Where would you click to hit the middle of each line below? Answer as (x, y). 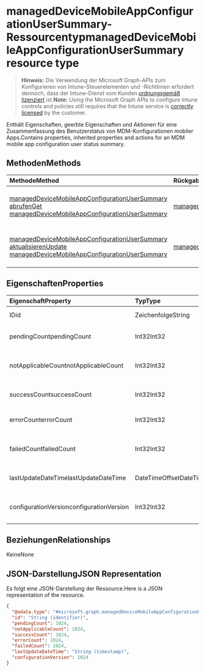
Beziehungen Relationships (59, 540)
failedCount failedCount (43, 449)
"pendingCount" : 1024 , (41, 623)
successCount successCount (51, 394)
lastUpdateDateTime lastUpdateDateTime (68, 478)
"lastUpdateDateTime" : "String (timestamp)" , (71, 652)
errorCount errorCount (41, 419)
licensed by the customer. (54, 113)
